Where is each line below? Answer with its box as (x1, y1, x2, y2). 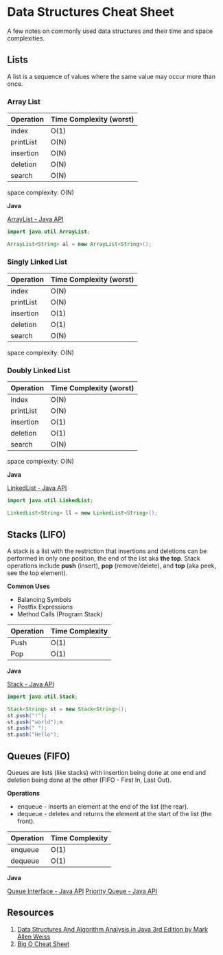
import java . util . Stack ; (7, 693, 78, 700)
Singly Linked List (7, 257, 67, 267)
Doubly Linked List (7, 366, 71, 375)
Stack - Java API (7, 679, 55, 688)
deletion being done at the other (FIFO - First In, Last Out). (7, 776, 172, 784)
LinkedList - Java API (7, 484, 67, 492)
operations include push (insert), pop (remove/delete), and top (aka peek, (7, 561, 217, 570)
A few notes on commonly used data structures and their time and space (7, 27, 213, 35)
